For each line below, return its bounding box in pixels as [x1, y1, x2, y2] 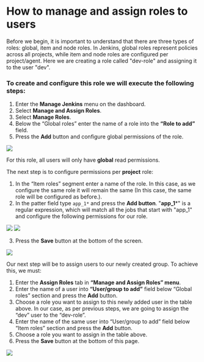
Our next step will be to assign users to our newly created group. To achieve [6, 260, 199, 268]
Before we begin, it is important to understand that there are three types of [6, 37, 194, 45]
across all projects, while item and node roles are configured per [6, 50, 169, 58]
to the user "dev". [6, 63, 51, 71]
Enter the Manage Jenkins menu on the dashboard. [15, 100, 146, 108]
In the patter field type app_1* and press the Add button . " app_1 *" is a [15, 200, 191, 207]
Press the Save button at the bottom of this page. [15, 337, 139, 345]
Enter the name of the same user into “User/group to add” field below [15, 318, 191, 325]
